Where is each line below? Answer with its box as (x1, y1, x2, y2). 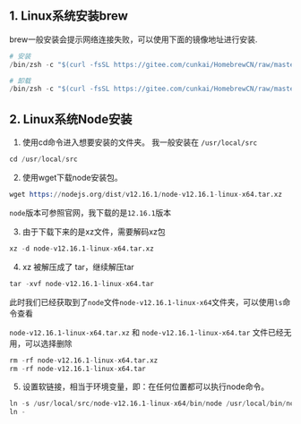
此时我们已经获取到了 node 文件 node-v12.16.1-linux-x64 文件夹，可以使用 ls (9, 296, 283, 307)
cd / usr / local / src (9, 155, 78, 164)
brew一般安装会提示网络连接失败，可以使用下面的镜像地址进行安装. (9, 34, 258, 45)
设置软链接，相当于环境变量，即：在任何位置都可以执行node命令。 (21, 381, 270, 392)
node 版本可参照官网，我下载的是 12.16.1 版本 (9, 207, 172, 217)
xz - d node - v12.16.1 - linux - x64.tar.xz (9, 244, 154, 253)
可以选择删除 (24, 338, 73, 349)
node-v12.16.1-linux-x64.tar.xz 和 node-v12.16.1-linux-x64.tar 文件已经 (9, 326, 284, 337)
